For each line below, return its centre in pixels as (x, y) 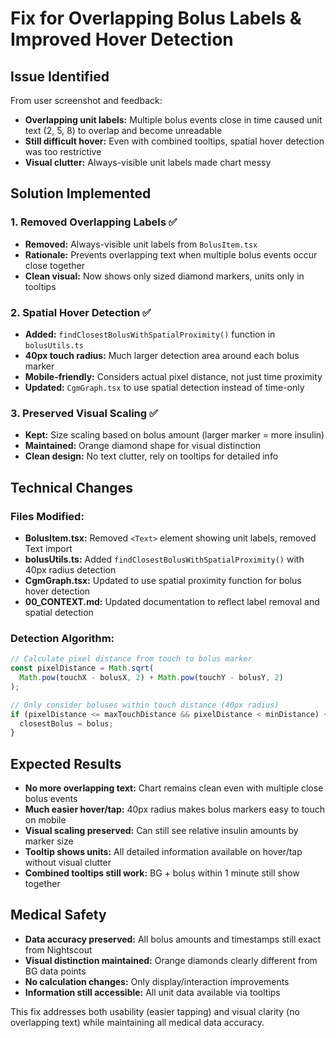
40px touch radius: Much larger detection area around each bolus (162, 355)
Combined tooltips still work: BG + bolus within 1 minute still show (162, 873)
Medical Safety (58, 915)
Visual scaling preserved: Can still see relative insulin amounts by (161, 831)
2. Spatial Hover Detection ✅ (81, 312)
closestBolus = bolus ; (66, 723)
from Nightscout (58, 949)
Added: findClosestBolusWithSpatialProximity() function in (150, 334)
